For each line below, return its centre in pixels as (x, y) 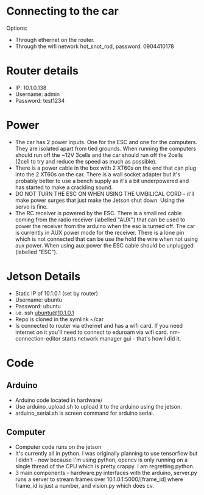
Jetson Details (44, 276)
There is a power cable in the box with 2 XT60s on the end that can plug (106, 168)
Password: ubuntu (38, 306)
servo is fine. (31, 206)
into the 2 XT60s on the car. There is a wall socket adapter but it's (98, 174)
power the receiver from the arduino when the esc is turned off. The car (105, 226)
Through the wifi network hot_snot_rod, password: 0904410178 (95, 46)
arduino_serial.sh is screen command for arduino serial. (85, 413)
